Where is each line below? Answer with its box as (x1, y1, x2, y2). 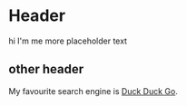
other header (8, 62, 84, 77)
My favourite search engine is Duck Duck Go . (8, 85, 178, 96)
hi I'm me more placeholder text (8, 35, 128, 46)
